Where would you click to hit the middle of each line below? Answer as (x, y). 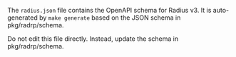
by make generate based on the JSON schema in (110, 18)
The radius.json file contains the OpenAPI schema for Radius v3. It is (109, 10)
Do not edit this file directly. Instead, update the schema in (93, 39)
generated (22, 18)
